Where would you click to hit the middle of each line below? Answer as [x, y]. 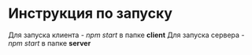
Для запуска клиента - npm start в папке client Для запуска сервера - [126, 35]
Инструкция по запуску [91, 14]
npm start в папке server [50, 43]
